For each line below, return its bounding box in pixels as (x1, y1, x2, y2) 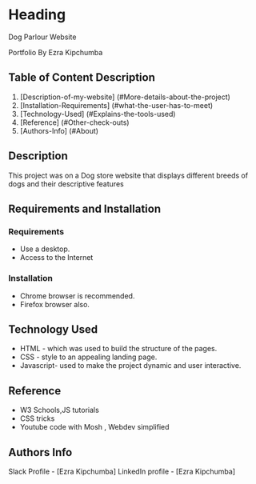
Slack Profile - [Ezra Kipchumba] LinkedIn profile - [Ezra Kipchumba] (8, 466, 236, 476)
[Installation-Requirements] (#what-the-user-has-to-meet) (19, 100, 214, 110)
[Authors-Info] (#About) (19, 126, 98, 135)
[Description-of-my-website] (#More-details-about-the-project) (19, 92, 230, 102)
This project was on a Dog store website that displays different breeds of (8, 170, 249, 180)
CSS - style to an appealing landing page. (19, 352, 158, 362)
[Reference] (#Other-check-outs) (19, 118, 130, 127)
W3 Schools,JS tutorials (19, 406, 100, 415)
